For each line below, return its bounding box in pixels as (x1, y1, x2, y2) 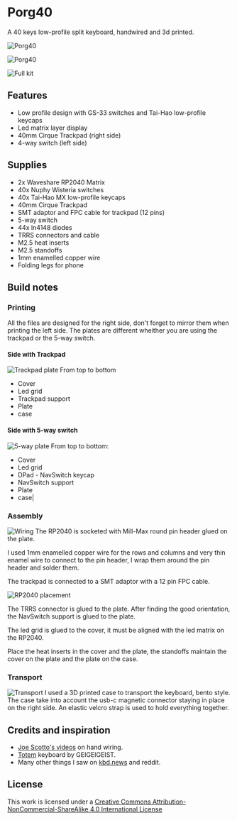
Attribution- (152, 797, 187, 806)
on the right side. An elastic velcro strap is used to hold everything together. (7, 704, 229, 712)
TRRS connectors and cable (17, 231, 100, 239)
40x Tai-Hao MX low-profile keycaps (17, 193, 126, 201)
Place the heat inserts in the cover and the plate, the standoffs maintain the (7, 647, 227, 655)
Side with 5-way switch (7, 426, 78, 435)
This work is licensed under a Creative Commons (7, 797, 151, 806)
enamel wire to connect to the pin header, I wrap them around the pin (7, 555, 210, 564)
